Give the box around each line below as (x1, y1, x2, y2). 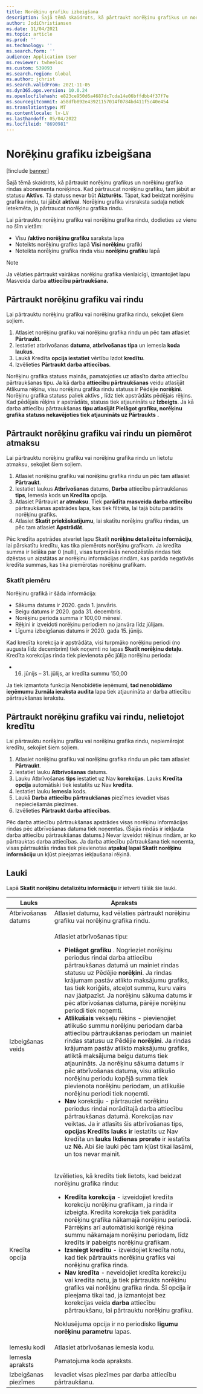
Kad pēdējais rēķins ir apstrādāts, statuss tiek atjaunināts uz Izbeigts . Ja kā (6, 398, 195, 405)
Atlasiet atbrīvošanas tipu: (54, 932, 128, 940)
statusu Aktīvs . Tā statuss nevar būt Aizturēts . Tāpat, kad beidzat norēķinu (6, 192, 194, 199)
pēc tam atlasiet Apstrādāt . (14, 523, 84, 531)
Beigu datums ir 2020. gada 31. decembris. (14, 608, 123, 615)
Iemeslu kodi (9, 1343, 45, 1351)
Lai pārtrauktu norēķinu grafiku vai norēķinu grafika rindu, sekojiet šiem (6, 311, 184, 318)
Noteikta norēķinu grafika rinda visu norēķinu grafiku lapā (14, 247, 160, 254)
